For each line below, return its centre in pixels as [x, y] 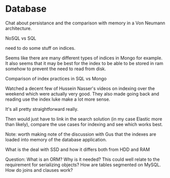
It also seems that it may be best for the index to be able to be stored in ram [84, 63]
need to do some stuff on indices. [40, 48]
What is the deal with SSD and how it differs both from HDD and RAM [78, 149]
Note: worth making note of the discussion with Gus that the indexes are [81, 134]
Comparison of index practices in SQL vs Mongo [56, 78]
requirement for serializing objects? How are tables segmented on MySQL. [83, 165]
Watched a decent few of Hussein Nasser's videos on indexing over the [80, 88]
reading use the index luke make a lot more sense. [58, 99]
